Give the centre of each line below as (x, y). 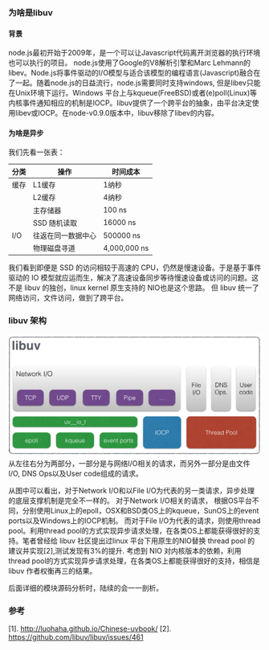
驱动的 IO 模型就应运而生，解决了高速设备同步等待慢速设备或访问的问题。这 (134, 277)
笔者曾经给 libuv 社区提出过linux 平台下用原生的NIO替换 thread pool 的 (139, 541)
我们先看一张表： (37, 152)
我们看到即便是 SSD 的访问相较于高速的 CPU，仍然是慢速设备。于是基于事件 (135, 268)
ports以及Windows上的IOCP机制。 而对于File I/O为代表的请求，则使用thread (134, 521)
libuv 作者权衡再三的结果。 (53, 570)
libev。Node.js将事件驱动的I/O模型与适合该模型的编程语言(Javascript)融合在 (134, 73)
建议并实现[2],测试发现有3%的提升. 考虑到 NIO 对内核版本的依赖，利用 (125, 550)
